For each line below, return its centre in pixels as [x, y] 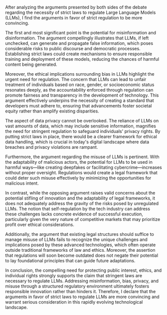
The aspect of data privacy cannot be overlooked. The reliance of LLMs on [82, 121]
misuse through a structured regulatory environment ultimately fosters [77, 286]
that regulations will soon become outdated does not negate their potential [82, 255]
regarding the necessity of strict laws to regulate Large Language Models [81, 12]
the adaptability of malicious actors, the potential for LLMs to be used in [79, 162]
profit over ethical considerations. [40, 224]
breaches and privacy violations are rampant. [52, 147]
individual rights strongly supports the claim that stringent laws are [74, 275]
